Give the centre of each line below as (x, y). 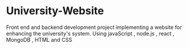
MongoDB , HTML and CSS (39, 40)
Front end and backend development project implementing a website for (94, 27)
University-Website (55, 11)
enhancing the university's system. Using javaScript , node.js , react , (90, 33)
